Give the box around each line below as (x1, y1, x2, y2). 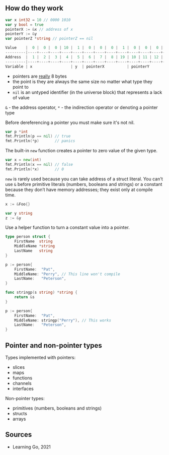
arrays (12, 416, 26, 422)
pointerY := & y (5, 31, 37, 37)
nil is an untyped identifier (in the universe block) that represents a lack (12, 89, 162, 95)
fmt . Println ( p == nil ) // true (5, 134, 71, 139)
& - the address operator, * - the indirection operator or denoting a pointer (5, 104, 158, 110)
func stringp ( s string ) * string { (5, 290, 78, 295)
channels (12, 380, 32, 386)
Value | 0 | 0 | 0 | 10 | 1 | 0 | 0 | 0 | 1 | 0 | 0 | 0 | (5, 45, 163, 50)
